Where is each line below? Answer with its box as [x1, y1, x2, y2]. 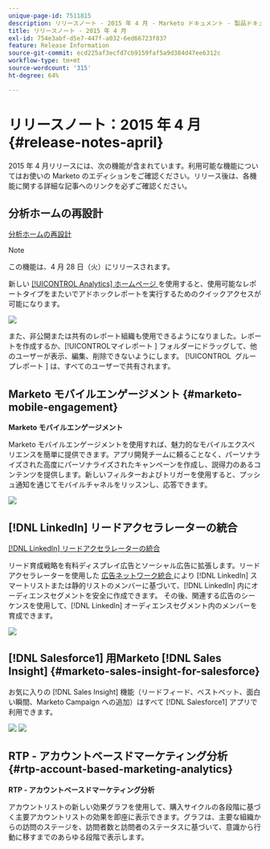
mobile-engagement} [8, 400, 119, 414]
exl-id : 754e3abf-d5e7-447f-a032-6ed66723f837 [8, 34, 167, 43]
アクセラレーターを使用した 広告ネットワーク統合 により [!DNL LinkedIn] [8, 571, 249, 580]
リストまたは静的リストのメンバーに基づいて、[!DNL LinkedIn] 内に [29, 581, 252, 590]
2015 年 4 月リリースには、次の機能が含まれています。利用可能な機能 [8, 161, 238, 170]
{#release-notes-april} [8, 133, 164, 151]
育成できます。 [8, 611, 58, 620]
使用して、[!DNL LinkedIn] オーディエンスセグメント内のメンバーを [35, 601, 258, 610]
